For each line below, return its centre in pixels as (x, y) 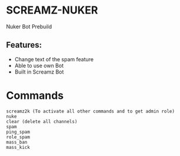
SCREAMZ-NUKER (52, 10)
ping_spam (18, 132)
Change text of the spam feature (54, 59)
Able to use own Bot (39, 65)
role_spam (18, 137)
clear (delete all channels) (42, 121)
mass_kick (18, 147)
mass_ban (17, 142)
